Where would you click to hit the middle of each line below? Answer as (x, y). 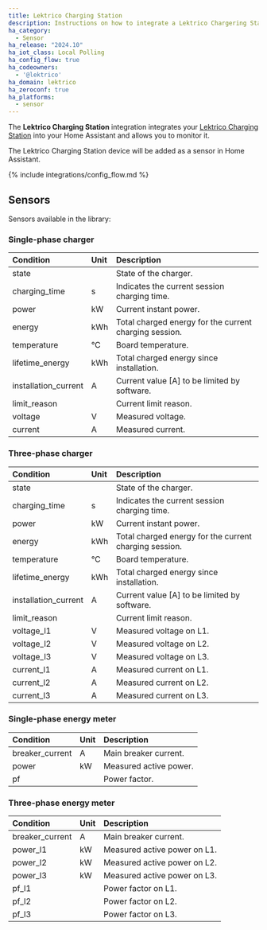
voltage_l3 (32, 656)
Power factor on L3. (140, 914)
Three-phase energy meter (62, 803)
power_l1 (30, 850)
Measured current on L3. (162, 695)
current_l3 (31, 695)
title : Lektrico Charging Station (66, 16)
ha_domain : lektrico (43, 82)
